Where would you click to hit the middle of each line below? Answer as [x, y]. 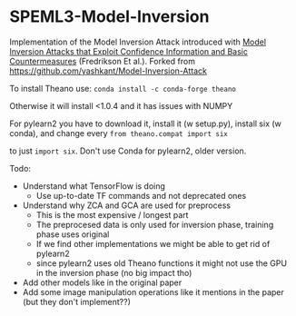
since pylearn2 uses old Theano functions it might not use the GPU [162, 263]
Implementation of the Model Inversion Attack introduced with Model [138, 42]
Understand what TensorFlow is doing [94, 186]
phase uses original [73, 234]
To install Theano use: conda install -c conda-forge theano [123, 88]
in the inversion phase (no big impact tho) [114, 272]
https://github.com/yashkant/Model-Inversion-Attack [108, 71]
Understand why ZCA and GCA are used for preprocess [127, 205]
